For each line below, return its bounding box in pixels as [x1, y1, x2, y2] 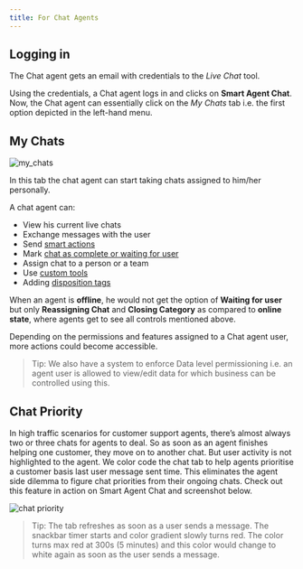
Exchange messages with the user [22, 229, 151, 240]
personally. [9, 184, 52, 195]
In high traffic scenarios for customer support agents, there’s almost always [9, 428, 291, 439]
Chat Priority [9, 404, 83, 419]
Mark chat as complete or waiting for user [22, 248, 179, 259]
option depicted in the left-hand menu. [9, 107, 153, 118]
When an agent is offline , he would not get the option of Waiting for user [9, 294, 282, 305]
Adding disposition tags [22, 277, 111, 288]
